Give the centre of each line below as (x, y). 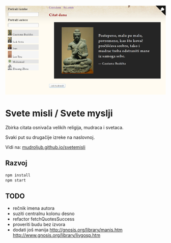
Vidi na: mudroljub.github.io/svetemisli (45, 147)
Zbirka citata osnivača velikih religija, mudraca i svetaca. (64, 127)
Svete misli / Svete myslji (59, 113)
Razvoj (16, 163)
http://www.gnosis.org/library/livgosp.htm (56, 235)
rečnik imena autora (34, 208)
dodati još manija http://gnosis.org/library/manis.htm (68, 230)
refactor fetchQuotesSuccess (44, 219)
